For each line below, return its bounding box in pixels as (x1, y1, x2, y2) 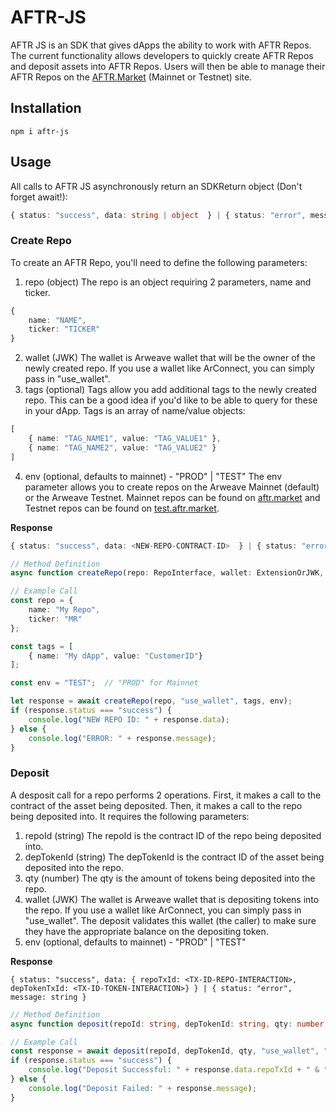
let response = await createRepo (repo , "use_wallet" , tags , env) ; (10, 696, 293, 706)
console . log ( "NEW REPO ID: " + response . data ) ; (28, 714, 230, 725)
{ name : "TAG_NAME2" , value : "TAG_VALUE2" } (28, 442, 217, 453)
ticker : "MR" (28, 614, 83, 624)
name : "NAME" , (28, 315, 87, 325)
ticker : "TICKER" (28, 324, 101, 335)
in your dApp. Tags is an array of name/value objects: (24, 405, 246, 417)
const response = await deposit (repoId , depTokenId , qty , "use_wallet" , (10, 1046, 320, 1056)
